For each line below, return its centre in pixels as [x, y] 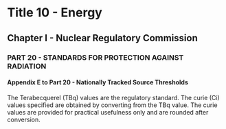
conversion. [24, 119]
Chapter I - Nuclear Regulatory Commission [102, 38]
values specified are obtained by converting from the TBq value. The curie [112, 105]
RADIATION [27, 66]
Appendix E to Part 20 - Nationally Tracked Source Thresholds [98, 82]
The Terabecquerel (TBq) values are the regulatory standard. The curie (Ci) [113, 97]
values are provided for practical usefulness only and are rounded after [108, 112]
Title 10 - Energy [55, 13]
